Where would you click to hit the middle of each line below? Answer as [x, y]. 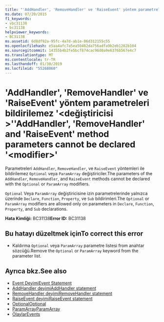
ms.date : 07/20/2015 [26, 14]
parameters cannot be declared [70, 145]
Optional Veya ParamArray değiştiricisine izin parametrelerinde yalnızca [76, 193]
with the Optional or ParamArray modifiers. [48, 184]
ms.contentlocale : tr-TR [30, 60]
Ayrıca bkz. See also [36, 271]
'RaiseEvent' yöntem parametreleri [77, 103]
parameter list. [27, 256]
